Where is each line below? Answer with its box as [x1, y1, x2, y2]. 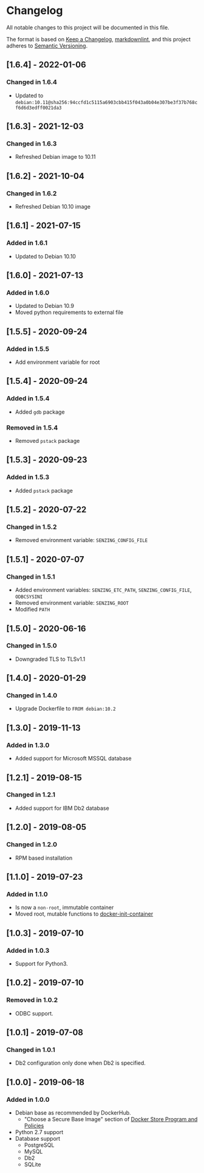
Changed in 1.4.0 [6, 691, 58, 700]
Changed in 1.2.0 [6, 840, 58, 849]
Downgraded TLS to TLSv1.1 [15, 655, 86, 663]
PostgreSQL [24, 1141, 55, 1149]
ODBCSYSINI [15, 594, 43, 600]
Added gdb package [15, 408, 65, 416]
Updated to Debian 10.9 [15, 302, 75, 310]
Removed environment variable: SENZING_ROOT [15, 599, 129, 607]
